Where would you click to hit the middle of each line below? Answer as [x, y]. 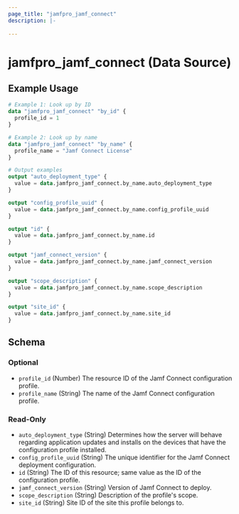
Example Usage [43, 89]
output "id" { [29, 229]
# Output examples [35, 170]
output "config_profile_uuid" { [56, 203]
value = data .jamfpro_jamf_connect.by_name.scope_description [108, 288]
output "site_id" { [37, 307]
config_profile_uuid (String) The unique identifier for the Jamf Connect [124, 457]
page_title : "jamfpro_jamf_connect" [62, 14]
